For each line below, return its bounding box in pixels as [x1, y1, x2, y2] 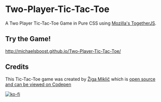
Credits [5, 63, 29, 71]
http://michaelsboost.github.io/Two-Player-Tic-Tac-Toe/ [5, 48, 121, 54]
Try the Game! [5, 35, 51, 43]
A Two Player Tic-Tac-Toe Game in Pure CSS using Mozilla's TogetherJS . [5, 20, 157, 26]
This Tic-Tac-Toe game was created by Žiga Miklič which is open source [5, 76, 156, 82]
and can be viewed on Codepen [5, 81, 71, 87]
